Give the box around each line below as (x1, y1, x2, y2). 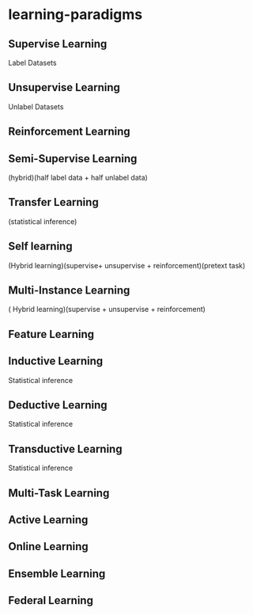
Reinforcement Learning (8, 125, 130, 139)
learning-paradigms (8, 6, 143, 24)
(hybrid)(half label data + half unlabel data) (8, 173, 148, 183)
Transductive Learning (8, 442, 123, 456)
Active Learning (8, 513, 89, 527)
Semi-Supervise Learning (8, 152, 138, 165)
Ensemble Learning (8, 567, 106, 580)
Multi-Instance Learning (8, 283, 130, 298)
